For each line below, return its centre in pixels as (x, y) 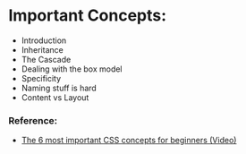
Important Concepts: (88, 16)
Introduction (44, 40)
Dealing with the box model (72, 69)
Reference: (33, 120)
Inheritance (42, 49)
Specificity (41, 78)
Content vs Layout (55, 97)
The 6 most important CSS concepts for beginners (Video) (129, 141)
